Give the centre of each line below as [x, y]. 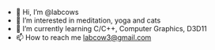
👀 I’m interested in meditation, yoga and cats [88, 20]
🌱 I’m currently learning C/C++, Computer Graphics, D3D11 [111, 29]
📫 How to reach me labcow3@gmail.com [83, 37]
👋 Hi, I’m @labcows [47, 12]
